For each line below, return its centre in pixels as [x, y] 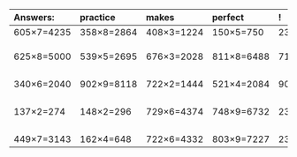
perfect [228, 17]
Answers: [34, 17]
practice [97, 17]
